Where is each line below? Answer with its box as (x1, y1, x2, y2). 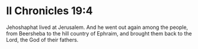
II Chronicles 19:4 (6, 4, 93, 18)
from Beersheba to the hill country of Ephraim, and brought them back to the (6, 30, 192, 37)
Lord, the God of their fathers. (6, 36, 78, 43)
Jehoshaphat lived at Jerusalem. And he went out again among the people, (6, 24, 189, 31)
